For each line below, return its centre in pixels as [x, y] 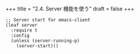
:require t [24, 30]
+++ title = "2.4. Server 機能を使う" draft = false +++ [70, 9]
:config [20, 36]
